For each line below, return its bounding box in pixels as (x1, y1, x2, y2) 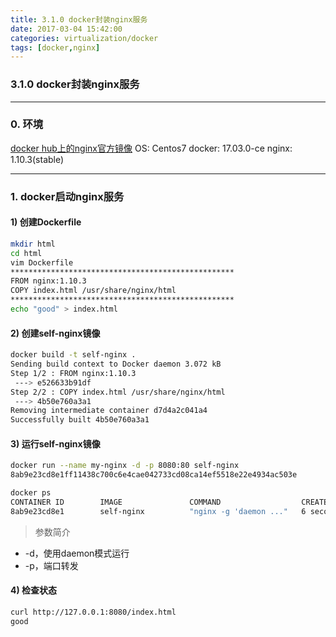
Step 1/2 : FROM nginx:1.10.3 (10, 368, 137, 378)
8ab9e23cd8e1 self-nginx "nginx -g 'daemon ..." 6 (10, 506, 307, 516)
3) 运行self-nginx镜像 (10, 437, 101, 450)
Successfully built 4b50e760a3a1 (10, 415, 150, 425)
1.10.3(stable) (10, 153, 65, 165)
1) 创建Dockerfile (10, 216, 82, 228)
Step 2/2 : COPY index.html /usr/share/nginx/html (10, 387, 226, 397)
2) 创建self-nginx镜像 (10, 327, 101, 339)
